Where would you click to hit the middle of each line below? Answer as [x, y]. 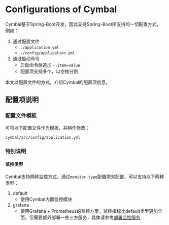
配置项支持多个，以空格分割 [49, 71]
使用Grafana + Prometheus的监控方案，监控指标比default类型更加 [89, 211]
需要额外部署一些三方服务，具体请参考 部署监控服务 [87, 217]
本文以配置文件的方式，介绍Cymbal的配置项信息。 [58, 82]
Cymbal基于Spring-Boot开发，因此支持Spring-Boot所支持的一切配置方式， [83, 24]
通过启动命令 [26, 58]
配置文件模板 [21, 116]
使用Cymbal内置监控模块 [46, 199]
